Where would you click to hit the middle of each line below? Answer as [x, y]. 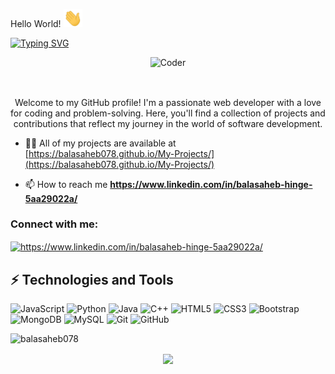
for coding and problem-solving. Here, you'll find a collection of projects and [168, 113]
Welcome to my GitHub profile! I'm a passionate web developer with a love [168, 102]
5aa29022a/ [51, 198]
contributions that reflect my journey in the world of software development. [168, 123]
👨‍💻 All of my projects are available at [100, 143]
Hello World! [36, 24]
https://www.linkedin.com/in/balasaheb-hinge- [211, 184]
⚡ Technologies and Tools [92, 279]
